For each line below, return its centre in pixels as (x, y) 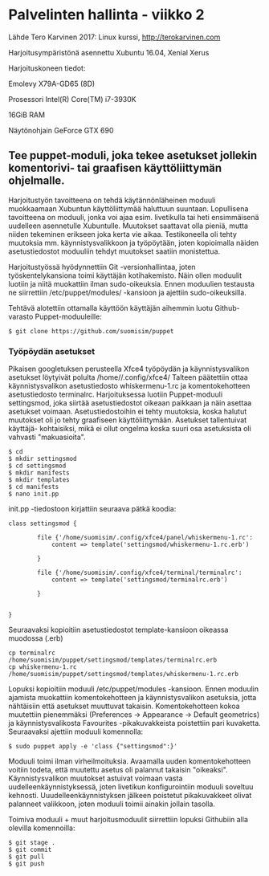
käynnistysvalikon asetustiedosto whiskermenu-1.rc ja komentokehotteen (129, 386)
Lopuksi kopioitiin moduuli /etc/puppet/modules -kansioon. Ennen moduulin (134, 689)
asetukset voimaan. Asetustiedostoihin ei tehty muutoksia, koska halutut (128, 412)
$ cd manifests (34, 487)
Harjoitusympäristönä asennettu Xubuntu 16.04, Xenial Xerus (109, 52)
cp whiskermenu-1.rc (43, 667)
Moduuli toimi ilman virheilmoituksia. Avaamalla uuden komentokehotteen (130, 761)
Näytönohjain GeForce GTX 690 (61, 130)
